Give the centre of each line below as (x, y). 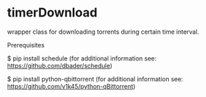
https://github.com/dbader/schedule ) (60, 65)
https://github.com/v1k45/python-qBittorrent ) (71, 86)
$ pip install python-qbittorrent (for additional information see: (95, 79)
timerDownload (52, 13)
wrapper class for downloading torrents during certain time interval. (103, 32)
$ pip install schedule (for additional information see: (82, 58)
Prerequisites (26, 45)
